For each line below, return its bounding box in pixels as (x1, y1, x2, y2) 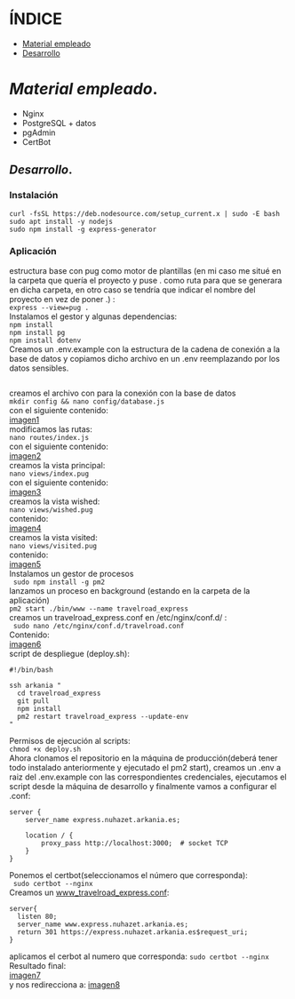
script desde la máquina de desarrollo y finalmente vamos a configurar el (9, 780, 277, 791)
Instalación (9, 189, 59, 202)
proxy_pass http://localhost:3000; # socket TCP (41, 838, 228, 848)
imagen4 (9, 523, 42, 533)
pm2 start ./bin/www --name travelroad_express (9, 604, 189, 613)
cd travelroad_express (17, 689, 101, 698)
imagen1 (9, 414, 40, 425)
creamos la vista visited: (9, 531, 98, 542)
